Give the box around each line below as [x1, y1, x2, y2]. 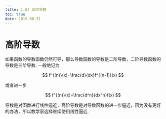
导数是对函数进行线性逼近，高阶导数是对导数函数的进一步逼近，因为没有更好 [5, 102, 161, 108]
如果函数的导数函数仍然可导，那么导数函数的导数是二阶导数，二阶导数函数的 [5, 56, 161, 62]
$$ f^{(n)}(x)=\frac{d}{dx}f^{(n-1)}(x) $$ [41, 72, 124, 78]
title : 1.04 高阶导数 [5, 7, 47, 12]
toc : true [5, 12, 26, 17]
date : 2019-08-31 [5, 16, 41, 21]
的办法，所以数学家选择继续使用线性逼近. [5, 109, 89, 115]
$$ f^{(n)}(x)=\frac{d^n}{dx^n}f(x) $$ [45, 92, 121, 98]
